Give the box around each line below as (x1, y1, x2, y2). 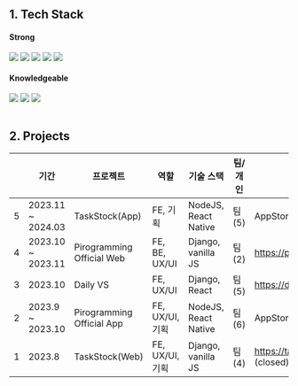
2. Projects (9, 128, 70, 144)
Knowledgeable (9, 73, 69, 83)
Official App (74, 317, 124, 329)
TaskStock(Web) (74, 350, 144, 362)
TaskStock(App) (74, 210, 142, 222)
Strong (9, 31, 35, 42)
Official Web (74, 251, 126, 264)
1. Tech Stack (9, 7, 84, 22)
